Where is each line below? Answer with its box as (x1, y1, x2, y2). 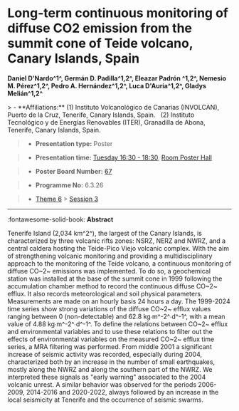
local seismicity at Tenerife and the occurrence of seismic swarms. (7, 395, 204, 404)
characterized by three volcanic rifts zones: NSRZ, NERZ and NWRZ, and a (7, 236, 226, 245)
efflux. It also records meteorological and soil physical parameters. (7, 289, 203, 298)
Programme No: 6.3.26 (35, 180, 104, 189)
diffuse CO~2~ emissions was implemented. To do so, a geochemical (7, 266, 211, 275)
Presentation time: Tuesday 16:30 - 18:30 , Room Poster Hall (35, 153, 212, 162)
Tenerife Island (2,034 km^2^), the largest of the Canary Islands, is (7, 229, 203, 237)
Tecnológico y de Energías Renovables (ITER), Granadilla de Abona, (7, 118, 206, 126)
